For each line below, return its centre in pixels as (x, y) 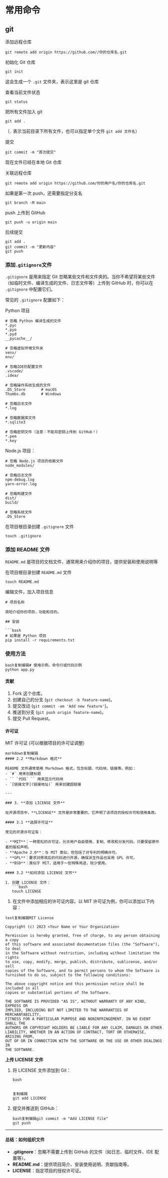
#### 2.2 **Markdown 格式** (34, 759)
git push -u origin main (31, 222)
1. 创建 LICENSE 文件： (28, 883)
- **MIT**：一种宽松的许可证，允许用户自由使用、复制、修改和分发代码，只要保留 (78, 842)
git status (16, 102)
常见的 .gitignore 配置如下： (35, 300)
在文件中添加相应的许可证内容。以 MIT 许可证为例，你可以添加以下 (81, 902)
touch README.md (22, 582)
